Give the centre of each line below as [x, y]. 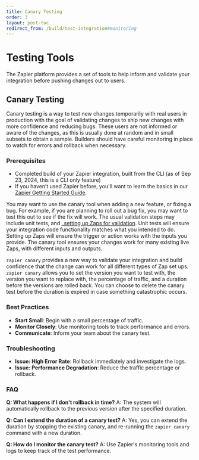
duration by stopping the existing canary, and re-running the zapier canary [98, 427]
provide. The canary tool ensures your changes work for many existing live [98, 243]
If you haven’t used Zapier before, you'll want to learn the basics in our [101, 187]
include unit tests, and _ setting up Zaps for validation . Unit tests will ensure [98, 223]
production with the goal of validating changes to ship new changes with [95, 120]
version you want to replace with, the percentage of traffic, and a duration [97, 279]
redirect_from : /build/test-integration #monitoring [71, 28]
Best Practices [28, 307]
